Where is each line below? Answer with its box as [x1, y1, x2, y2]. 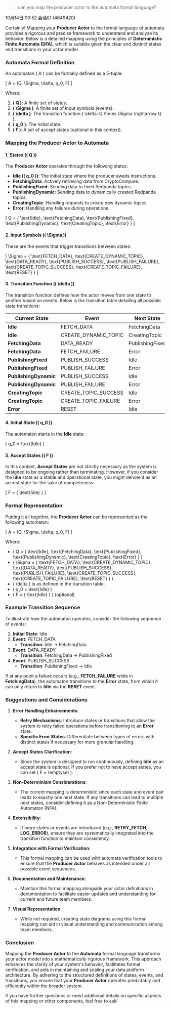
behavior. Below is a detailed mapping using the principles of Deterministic [5, 35, 163, 41]
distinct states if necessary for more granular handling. [20, 739, 135, 745]
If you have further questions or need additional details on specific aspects [5, 993, 161, 999]
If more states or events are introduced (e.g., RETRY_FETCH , [20, 825, 148, 831]
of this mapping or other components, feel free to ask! [5, 998, 118, 1004]
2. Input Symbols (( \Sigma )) [5, 232, 67, 238]
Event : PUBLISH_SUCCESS [12, 657, 70, 663]
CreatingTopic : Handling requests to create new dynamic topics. [12, 200, 148, 206]
